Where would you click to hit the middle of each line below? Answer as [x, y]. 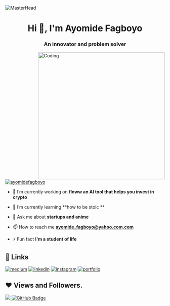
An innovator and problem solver [85, 44]
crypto [20, 197]
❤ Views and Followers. [44, 285]
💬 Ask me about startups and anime [51, 217]
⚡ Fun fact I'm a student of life [45, 239]
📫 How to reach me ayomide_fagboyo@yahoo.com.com [73, 227]
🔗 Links [17, 257]
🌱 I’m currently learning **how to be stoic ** [58, 207]
